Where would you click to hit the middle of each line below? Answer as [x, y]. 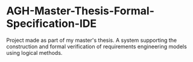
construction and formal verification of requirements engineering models [96, 46]
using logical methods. [34, 52]
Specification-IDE [52, 24]
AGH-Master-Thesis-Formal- [81, 11]
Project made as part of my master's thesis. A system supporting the [91, 40]
